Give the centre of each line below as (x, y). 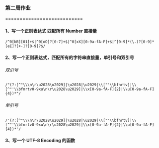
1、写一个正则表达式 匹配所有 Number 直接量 (51, 31)
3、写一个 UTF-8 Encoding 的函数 (40, 141)
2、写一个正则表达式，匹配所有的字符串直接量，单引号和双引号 (70, 57)
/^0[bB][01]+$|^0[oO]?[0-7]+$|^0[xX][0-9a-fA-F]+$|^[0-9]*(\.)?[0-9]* (80, 42)
